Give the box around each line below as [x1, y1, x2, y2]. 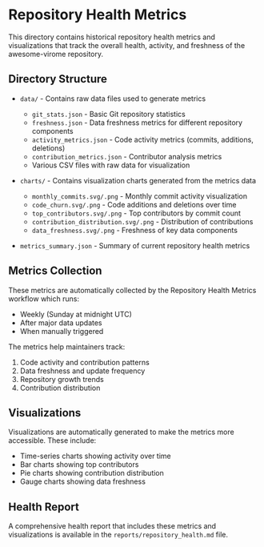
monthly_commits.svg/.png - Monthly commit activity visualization [31, 191, 248, 201]
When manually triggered [19, 326, 104, 336]
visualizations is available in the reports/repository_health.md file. [8, 530, 228, 540]
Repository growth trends [19, 374, 104, 384]
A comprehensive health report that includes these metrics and [8, 521, 217, 531]
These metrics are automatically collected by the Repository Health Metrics [8, 285, 257, 295]
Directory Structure [8, 72, 108, 86]
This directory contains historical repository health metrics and [8, 32, 216, 42]
